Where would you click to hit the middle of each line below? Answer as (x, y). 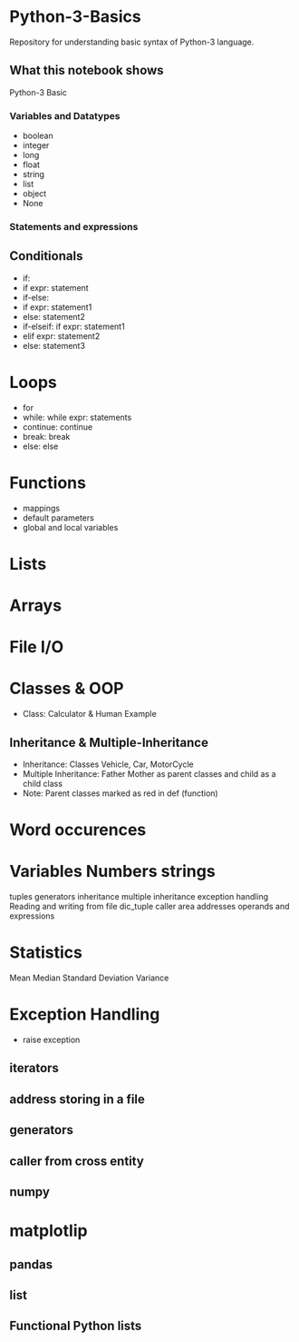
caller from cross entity (77, 1161)
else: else (40, 446)
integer (36, 145)
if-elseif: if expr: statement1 (73, 326)
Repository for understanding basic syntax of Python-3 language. (132, 42)
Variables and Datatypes (65, 115)
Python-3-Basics (76, 17)
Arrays (35, 606)
